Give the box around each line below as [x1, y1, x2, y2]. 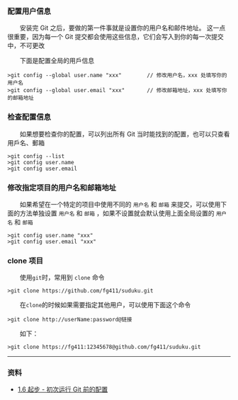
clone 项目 [7, 256, 44, 265]
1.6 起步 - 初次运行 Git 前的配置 [17, 385, 108, 394]
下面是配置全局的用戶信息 [19, 57, 94, 65]
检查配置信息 [7, 112, 52, 122]
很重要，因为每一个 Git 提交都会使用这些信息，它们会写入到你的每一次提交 [7, 33, 225, 41]
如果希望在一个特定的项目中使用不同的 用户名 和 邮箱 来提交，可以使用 [19, 200, 221, 208]
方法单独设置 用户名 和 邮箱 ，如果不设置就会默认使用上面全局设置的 [19, 209, 215, 217]
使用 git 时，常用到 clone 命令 [19, 273, 105, 282]
